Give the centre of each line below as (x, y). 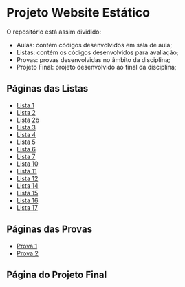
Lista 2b (28, 120)
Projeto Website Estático (78, 13)
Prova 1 (27, 246)
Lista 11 (26, 171)
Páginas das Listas (47, 88)
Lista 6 (26, 149)
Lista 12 (27, 178)
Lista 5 (26, 142)
